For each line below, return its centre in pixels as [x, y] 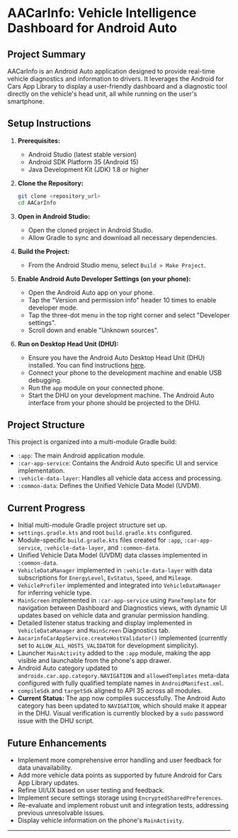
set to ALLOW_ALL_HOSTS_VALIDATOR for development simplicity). [108, 645]
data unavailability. [45, 768]
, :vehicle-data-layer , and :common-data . [100, 548]
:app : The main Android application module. [81, 455]
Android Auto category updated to [68, 668]
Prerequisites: [39, 140]
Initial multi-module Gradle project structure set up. [92, 525]
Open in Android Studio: [54, 216]
